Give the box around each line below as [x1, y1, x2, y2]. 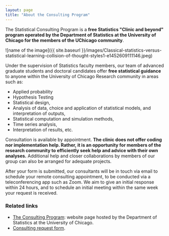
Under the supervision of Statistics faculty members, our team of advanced [5, 62, 164, 68]
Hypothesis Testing [12, 94, 54, 100]
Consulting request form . [12, 225, 65, 231]
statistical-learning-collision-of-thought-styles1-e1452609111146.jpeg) [5, 52, 153, 59]
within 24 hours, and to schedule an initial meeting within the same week [5, 184, 158, 191]
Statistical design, [12, 99, 51, 105]
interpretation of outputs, [12, 110, 65, 116]
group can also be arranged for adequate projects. [5, 158, 112, 164]
